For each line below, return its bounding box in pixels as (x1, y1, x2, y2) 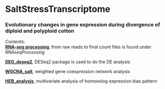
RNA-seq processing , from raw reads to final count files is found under (5, 44, 152, 50)
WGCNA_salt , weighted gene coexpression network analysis (5, 69, 130, 75)
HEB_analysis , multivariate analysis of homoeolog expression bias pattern (5, 78, 158, 84)
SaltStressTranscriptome (5, 3, 111, 15)
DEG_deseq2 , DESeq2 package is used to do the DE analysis (5, 59, 130, 65)
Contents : (5, 39, 25, 45)
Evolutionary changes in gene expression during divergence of (5, 21, 161, 28)
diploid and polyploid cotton (5, 27, 75, 34)
